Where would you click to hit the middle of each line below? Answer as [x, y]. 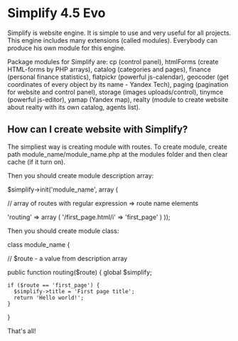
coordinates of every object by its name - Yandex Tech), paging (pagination [118, 84]
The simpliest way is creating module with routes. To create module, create [117, 147]
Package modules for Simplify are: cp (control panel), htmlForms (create [113, 61]
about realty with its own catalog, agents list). [74, 107]
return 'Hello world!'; [49, 298]
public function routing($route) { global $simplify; [80, 272]
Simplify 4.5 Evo [56, 13]
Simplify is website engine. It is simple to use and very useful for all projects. [119, 33]
